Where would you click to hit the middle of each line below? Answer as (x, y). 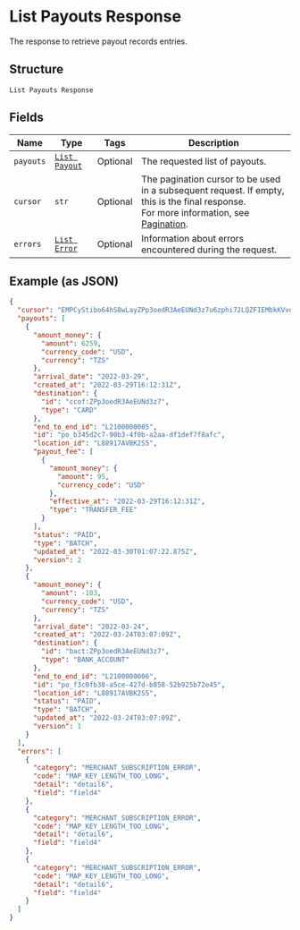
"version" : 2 (57, 560)
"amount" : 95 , (83, 476)
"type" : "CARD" (70, 410)
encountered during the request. (209, 250)
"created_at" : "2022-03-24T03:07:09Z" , (107, 635)
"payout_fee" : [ (63, 452)
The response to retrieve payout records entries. (98, 41)
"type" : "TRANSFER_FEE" (93, 510)
